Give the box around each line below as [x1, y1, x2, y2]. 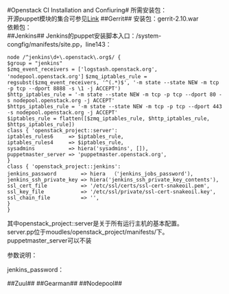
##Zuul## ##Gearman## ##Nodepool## [7, 280, 122, 287]
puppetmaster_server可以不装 [7, 236, 92, 245]
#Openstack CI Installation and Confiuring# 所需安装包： [7, 6, 167, 14]
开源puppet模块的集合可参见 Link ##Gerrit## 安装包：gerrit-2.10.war [7, 14, 199, 23]
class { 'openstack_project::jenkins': [7, 163, 121, 170]
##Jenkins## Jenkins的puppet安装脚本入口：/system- [7, 32, 162, 40]
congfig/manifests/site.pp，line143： [7, 40, 112, 48]
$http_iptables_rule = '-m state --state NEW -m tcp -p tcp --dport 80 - [7, 91, 223, 98]
